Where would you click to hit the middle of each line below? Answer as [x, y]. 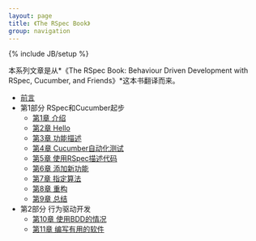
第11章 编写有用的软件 [68, 229]
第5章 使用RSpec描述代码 [75, 159]
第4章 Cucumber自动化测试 [78, 148]
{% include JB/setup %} [49, 54]
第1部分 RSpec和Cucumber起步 [73, 108]
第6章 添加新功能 [60, 169]
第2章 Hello [51, 128]
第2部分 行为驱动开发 [55, 209]
